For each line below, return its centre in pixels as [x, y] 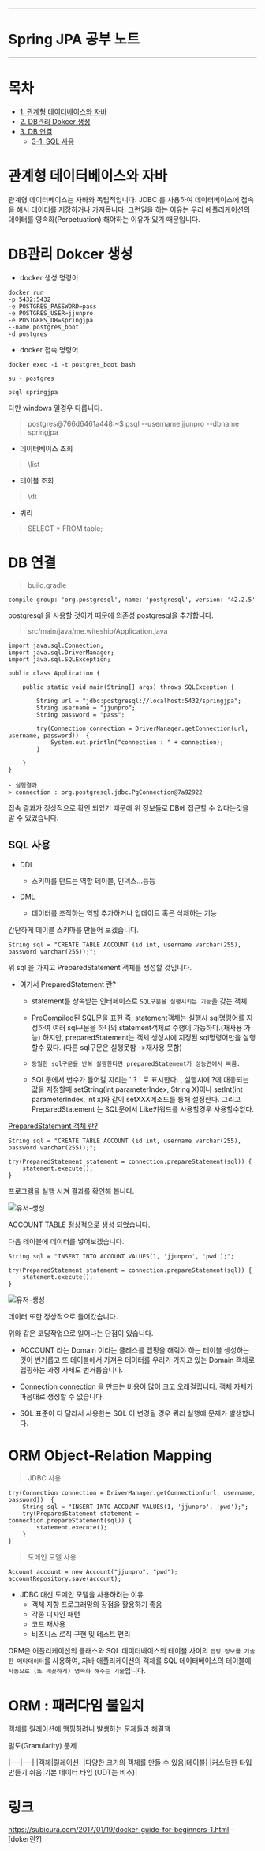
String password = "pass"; [81, 715]
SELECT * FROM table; [65, 528]
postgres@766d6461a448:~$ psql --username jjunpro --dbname [133, 423]
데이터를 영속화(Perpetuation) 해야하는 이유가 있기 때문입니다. [105, 219]
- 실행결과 [23, 785]
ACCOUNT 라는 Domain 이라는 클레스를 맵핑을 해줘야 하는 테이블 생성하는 [134, 1350]
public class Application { [54, 673]
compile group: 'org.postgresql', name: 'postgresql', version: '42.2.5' [132, 600]
